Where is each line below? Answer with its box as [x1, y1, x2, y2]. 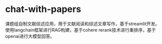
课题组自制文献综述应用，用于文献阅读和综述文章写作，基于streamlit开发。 [5, 20, 160, 26]
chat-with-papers [5, 3, 82, 15]
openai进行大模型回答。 [5, 33, 55, 39]
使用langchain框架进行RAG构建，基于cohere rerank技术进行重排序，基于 [5, 26, 156, 33]
